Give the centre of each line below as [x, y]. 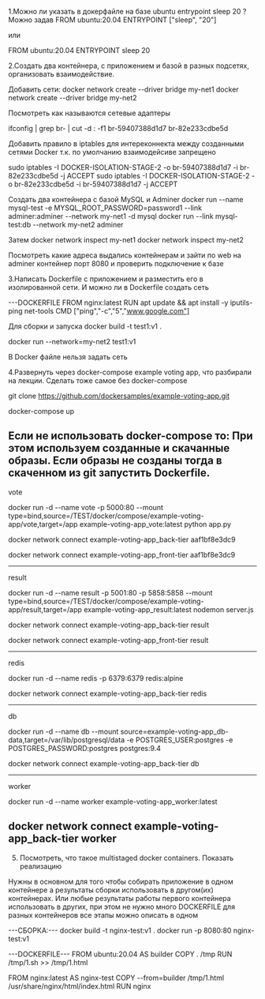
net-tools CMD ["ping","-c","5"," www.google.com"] [107, 311]
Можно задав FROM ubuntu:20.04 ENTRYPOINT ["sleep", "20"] [112, 20]
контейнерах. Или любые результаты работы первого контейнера [119, 898]
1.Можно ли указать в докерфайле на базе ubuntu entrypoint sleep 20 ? [127, 11]
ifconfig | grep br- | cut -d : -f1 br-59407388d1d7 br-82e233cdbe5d [118, 128]
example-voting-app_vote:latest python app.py [155, 524]
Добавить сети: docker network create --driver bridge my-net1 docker [123, 89]
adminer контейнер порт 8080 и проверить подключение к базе [116, 263]
